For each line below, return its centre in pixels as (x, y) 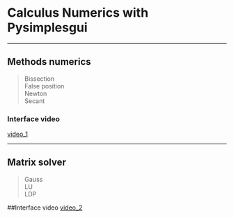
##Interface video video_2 (45, 208)
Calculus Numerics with (78, 13)
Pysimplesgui (48, 28)
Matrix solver (37, 163)
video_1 (17, 134)
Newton (36, 93)
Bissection (39, 79)
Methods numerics (49, 62)
